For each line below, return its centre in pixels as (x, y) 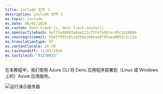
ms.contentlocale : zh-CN (30, 46)
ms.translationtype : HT (29, 42)
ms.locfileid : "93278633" (31, 55)
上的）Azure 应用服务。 (29, 76)
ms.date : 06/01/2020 (26, 23)
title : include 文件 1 (27, 10)
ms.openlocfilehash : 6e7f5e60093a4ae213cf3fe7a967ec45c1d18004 (71, 32)
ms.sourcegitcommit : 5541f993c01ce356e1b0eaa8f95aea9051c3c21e (71, 37)
